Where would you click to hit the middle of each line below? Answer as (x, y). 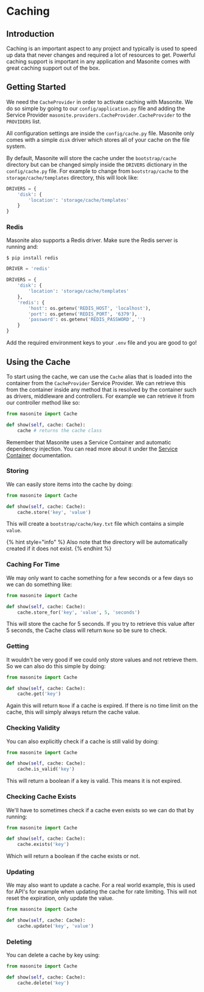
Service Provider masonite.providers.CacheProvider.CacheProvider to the (99, 115)
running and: (22, 247)
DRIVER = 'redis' (28, 269)
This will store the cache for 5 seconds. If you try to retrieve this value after (100, 624)
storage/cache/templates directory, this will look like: (72, 177)
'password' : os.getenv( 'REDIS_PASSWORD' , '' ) (87, 320)
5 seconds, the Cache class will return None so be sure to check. (87, 630)
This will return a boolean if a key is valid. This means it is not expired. (94, 781)
